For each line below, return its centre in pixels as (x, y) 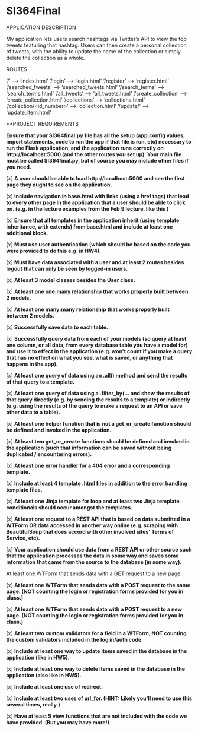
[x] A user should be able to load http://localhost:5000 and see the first (95, 178)
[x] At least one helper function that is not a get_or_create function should (99, 423)
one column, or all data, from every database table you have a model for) (97, 345)
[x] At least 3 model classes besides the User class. (71, 280)
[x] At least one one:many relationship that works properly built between (97, 291)
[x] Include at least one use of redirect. (55, 686)
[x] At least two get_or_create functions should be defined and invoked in (98, 441)
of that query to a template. (40, 382)
